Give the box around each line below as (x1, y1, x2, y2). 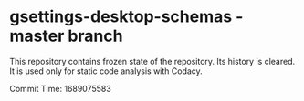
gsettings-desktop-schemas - (9, 6, 244, 27)
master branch (9, 25, 123, 46)
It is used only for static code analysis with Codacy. (9, 66, 203, 76)
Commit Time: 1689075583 (9, 83, 111, 94)
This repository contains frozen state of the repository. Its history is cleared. (9, 56, 295, 66)
